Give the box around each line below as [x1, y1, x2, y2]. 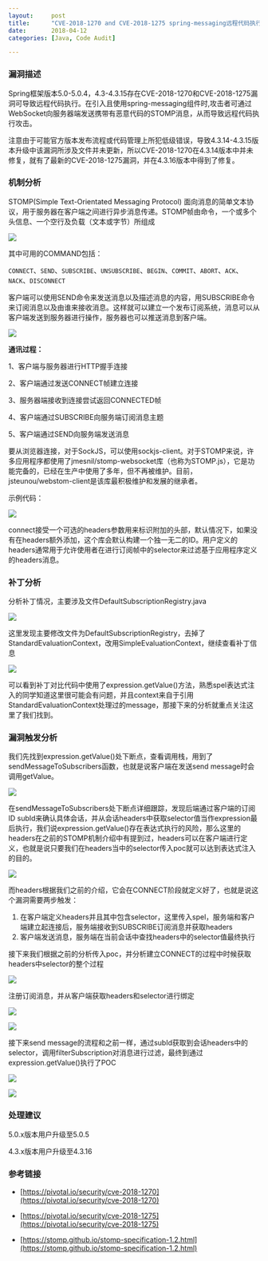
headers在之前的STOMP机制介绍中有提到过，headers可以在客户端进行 [8, 833, 241, 843]
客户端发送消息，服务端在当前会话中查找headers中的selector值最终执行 [19, 932, 255, 942]
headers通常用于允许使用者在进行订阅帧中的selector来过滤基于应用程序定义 [8, 544, 258, 555]
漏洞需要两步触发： [14, 895, 78, 905]
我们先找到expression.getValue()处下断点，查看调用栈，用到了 [8, 752, 214, 761]
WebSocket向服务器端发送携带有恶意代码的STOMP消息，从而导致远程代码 [8, 109, 253, 118]
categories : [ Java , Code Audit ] [8, 34, 116, 42]
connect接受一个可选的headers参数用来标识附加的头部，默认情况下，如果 [8, 524, 251, 535]
